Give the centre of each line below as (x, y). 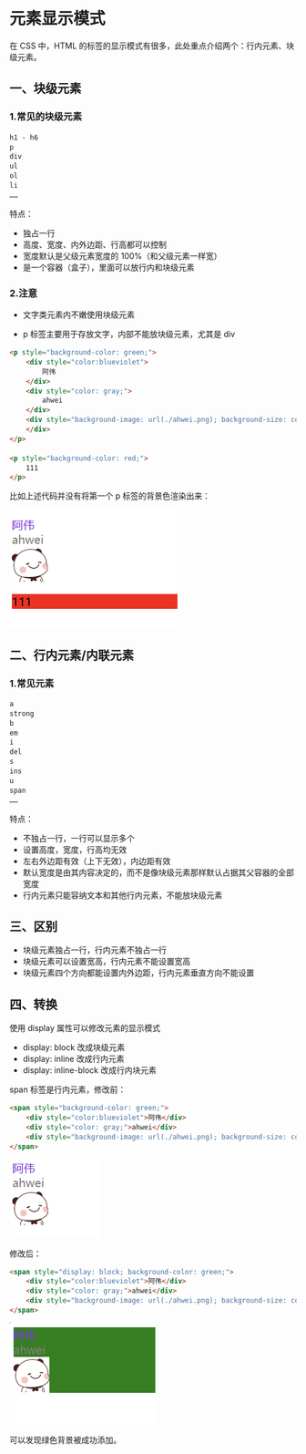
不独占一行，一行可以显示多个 (78, 838)
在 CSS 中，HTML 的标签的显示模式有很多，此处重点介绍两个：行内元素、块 (152, 46)
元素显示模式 (58, 19)
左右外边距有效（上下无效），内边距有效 (97, 861)
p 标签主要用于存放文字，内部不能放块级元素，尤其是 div (129, 335)
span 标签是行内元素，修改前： (68, 1089)
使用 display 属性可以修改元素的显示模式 (85, 1028)
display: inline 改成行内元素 (73, 1059)
